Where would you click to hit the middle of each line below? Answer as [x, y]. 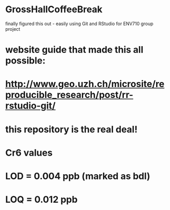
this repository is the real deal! [71, 129]
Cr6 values [29, 153]
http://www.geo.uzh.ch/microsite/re [85, 84]
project [13, 29]
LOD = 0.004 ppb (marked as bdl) [78, 176]
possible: [26, 61]
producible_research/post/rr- [69, 95]
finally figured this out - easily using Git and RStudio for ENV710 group [79, 24]
